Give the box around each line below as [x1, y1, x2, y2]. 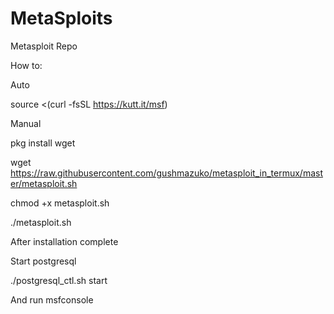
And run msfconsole [10, 293, 94, 306]
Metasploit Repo [10, 40, 78, 52]
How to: [10, 59, 43, 71]
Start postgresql [10, 255, 77, 267]
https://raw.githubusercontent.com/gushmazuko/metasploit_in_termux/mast [10, 167, 323, 179]
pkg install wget [10, 137, 76, 149]
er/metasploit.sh [10, 177, 78, 189]
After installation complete [10, 235, 119, 247]
